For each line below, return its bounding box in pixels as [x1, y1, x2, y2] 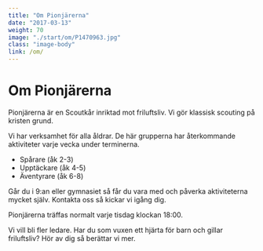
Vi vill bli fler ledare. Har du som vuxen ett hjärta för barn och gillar [8, 225, 224, 235]
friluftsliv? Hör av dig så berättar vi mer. [8, 233, 136, 243]
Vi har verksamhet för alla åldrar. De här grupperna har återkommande [8, 131, 236, 140]
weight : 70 [8, 26, 44, 34]
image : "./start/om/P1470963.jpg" [8, 33, 122, 42]
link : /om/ [8, 48, 44, 56]
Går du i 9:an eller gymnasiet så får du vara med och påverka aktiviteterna [8, 186, 249, 196]
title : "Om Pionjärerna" [8, 11, 89, 20]
